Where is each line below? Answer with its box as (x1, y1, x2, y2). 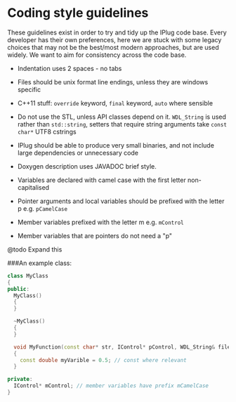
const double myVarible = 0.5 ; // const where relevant (20, 356, 188, 363)
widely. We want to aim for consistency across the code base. (7, 51, 187, 59)
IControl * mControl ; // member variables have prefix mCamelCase (13, 382, 209, 389)
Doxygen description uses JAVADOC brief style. (17, 162, 157, 170)
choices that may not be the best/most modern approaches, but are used (7, 43, 219, 51)
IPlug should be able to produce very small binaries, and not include (17, 141, 214, 149)
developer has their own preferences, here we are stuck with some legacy (7, 35, 222, 44)
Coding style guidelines (7, 5, 149, 21)
